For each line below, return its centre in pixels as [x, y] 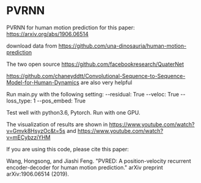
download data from [32, 46]
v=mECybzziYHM [28, 137]
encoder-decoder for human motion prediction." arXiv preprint [85, 167]
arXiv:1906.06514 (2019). [38, 174]
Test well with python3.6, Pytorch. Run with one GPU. [73, 112]
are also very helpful [106, 82]
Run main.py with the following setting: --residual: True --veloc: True [93, 94]
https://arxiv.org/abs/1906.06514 [47, 34]
